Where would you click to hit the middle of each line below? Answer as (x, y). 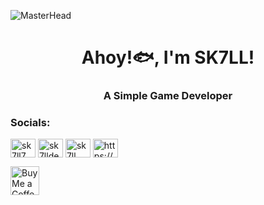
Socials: (30, 123)
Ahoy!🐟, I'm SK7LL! (168, 57)
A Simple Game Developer (168, 96)
